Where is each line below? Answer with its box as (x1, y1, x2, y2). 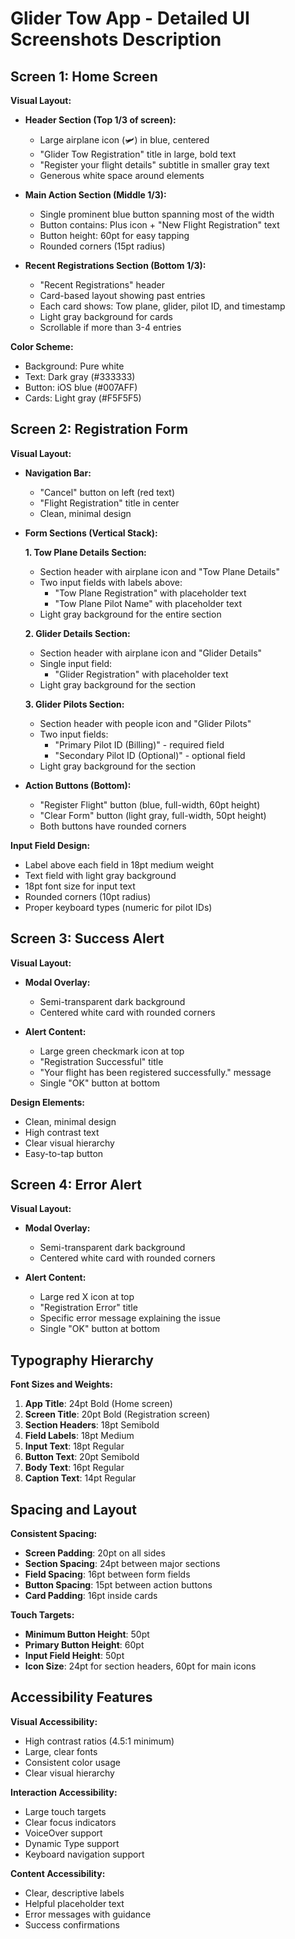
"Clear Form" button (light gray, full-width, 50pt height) (39, 809, 267, 821)
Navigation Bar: (24, 467, 92, 479)
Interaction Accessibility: (10, 1786, 118, 1798)
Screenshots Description (10, 28, 222, 51)
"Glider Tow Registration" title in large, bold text (39, 148, 237, 160)
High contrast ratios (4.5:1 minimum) (24, 1735, 175, 1747)
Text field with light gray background (24, 869, 177, 881)
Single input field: (39, 657, 113, 669)
